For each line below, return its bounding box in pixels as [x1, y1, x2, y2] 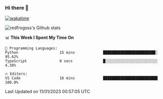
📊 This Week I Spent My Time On [5, 35, 74, 40]
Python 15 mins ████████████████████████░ [5, 50, 158, 55]
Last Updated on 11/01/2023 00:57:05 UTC [5, 89, 91, 95]
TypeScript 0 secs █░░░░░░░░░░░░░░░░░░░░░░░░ [5, 59, 158, 64]
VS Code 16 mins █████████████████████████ [5, 76, 158, 81]
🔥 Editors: [5, 72, 28, 77]
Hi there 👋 [5, 4, 29, 11]
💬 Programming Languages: [5, 46, 57, 51]
